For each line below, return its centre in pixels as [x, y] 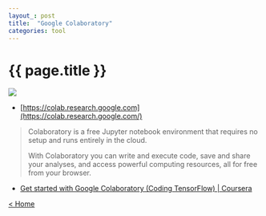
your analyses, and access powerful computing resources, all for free [143, 165]
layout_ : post [32, 16]
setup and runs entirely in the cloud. [87, 141]
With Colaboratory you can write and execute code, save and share [139, 156]
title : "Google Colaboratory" [60, 23]
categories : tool [37, 31]
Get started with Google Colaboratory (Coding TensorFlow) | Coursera [136, 189]
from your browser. [60, 173]
